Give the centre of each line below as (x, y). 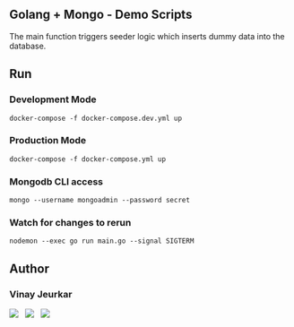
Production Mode (48, 141)
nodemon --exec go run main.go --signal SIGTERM (102, 241)
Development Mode (53, 99)
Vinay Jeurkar (41, 294)
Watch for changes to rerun (70, 223)
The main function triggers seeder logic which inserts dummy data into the (147, 36)
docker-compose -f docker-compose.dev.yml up (95, 118)
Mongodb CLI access (56, 181)
